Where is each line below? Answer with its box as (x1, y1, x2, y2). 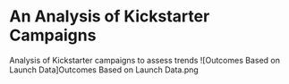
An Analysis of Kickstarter (9, 6, 210, 27)
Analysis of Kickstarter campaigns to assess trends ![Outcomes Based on (9, 55, 280, 65)
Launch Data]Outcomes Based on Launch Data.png (9, 64, 199, 75)
